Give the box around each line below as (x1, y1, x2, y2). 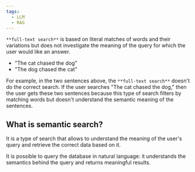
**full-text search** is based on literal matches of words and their (6, 36, 171, 43)
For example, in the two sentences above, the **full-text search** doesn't (6, 77, 190, 84)
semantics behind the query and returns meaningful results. (6, 159, 151, 166)
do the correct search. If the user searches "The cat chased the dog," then (6, 84, 187, 91)
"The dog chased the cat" (14, 66, 78, 73)
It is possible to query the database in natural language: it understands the (6, 153, 186, 160)
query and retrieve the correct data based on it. (6, 141, 121, 148)
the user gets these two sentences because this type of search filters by (6, 90, 181, 97)
